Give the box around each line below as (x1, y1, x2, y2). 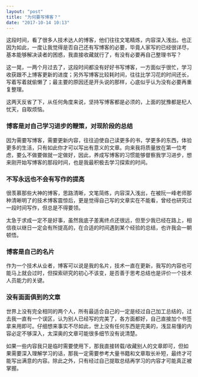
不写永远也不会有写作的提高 (6, 175, 85, 183)
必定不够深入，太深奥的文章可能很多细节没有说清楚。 (11, 330, 140, 337)
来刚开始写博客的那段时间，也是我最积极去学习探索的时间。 (6, 159, 151, 166)
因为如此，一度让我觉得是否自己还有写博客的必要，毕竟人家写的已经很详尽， (6, 44, 192, 51)
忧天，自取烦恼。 (6, 106, 48, 113)
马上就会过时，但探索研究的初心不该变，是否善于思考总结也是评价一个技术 (11, 270, 192, 277)
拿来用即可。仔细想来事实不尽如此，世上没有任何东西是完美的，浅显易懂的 (6, 322, 187, 329)
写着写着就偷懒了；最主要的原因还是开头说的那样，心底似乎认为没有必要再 (6, 78, 187, 86)
